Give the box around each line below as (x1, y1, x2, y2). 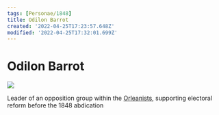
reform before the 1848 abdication (7, 101, 104, 110)
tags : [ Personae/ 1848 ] (7, 10, 72, 17)
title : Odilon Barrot (7, 16, 69, 23)
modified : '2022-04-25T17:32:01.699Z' (7, 29, 118, 36)
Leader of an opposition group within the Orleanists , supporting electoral (7, 94, 213, 103)
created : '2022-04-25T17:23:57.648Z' (7, 23, 115, 29)
